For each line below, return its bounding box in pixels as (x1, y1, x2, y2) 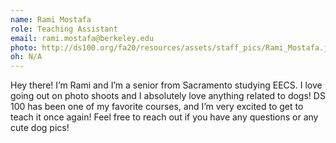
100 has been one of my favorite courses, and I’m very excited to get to (10, 101, 304, 113)
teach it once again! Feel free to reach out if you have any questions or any (10, 111, 319, 123)
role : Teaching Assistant (10, 24, 118, 34)
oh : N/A (10, 52, 43, 62)
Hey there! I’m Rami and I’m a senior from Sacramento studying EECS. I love (10, 79, 323, 91)
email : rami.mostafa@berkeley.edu (10, 33, 155, 43)
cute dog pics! (10, 122, 70, 134)
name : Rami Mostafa (10, 14, 92, 25)
